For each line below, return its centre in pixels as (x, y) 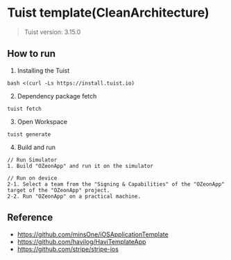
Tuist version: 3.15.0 (52, 32)
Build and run (36, 147)
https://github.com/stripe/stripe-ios (68, 249)
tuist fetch (24, 109)
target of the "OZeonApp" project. (59, 190)
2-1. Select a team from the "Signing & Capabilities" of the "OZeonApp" (116, 184)
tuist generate (29, 134)
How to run (32, 54)
